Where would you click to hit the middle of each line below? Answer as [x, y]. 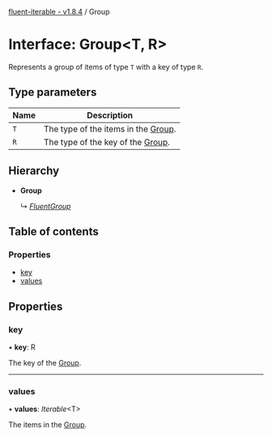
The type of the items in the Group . [110, 129]
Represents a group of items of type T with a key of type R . [106, 66]
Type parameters [53, 92]
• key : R [22, 347]
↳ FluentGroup [45, 206]
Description [110, 115]
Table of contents [53, 231]
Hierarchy [34, 171]
